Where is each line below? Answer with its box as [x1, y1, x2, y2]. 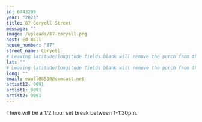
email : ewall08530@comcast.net [6, 76, 85, 82]
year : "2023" [6, 14, 39, 20]
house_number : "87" [6, 43, 55, 49]
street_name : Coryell [6, 48, 61, 54]
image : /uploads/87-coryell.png [6, 31, 87, 37]
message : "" [6, 25, 36, 32]
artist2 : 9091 [6, 93, 42, 99]
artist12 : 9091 [6, 82, 44, 88]
